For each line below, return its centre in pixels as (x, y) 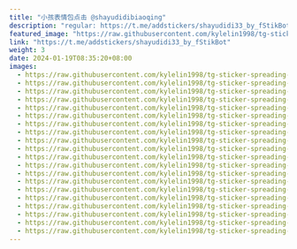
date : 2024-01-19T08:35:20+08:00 (71, 58)
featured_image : (39, 34)
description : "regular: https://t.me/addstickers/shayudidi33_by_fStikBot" (152, 26)
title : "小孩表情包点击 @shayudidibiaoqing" (88, 17)
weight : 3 (27, 50)
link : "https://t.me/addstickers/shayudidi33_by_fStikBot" (120, 42)
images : (23, 67)
